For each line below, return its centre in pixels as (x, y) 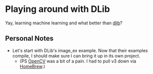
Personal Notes (29, 38)
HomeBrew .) (32, 66)
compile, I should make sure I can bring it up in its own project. (76, 56)
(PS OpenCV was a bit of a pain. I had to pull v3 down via (78, 61)
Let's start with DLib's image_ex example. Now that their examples (80, 50)
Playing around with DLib (58, 9)
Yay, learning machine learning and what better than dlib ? (64, 23)
